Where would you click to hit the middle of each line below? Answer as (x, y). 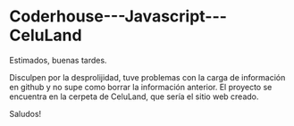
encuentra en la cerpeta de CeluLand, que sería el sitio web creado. (134, 97)
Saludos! (25, 113)
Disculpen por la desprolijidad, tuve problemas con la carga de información (147, 77)
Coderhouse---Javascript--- (118, 17)
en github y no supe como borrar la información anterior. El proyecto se (141, 87)
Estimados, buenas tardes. (58, 60)
